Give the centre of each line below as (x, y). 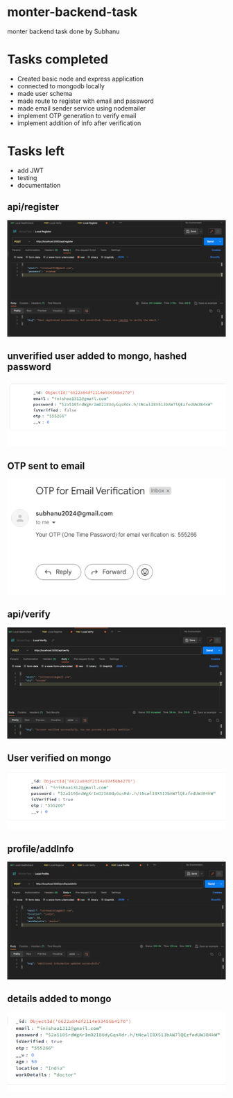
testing (27, 177)
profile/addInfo (41, 849)
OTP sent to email (46, 466)
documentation (39, 185)
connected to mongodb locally (61, 86)
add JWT (30, 170)
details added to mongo (59, 999)
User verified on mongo (59, 758)
